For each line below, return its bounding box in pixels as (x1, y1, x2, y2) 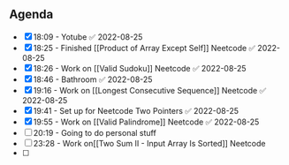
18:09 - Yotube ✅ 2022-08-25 (33, 31, 143, 42)
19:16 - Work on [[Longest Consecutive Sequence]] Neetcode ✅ (33, 85, 267, 95)
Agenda (9, 7, 54, 22)
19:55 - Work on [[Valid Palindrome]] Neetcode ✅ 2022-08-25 (33, 116, 260, 127)
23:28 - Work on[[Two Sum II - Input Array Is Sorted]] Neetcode (33, 138, 266, 148)
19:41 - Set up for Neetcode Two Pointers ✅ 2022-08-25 (33, 105, 239, 116)
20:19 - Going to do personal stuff (33, 127, 156, 138)
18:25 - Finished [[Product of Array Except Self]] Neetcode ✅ (33, 42, 256, 53)
